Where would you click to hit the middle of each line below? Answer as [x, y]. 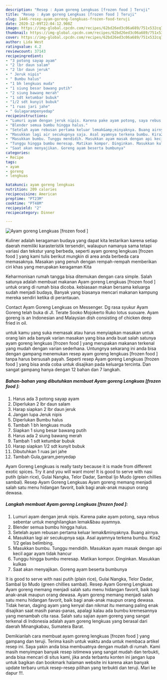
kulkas [20, 564]
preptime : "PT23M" [25, 199]
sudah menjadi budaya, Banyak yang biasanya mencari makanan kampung [82, 292]
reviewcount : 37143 [26, 51]
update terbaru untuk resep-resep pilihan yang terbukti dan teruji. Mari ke [81, 668]
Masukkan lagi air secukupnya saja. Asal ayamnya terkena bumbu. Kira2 [86, 538]
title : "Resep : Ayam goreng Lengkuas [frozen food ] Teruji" [71, 14]
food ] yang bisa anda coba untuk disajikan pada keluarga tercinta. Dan [78, 364]
